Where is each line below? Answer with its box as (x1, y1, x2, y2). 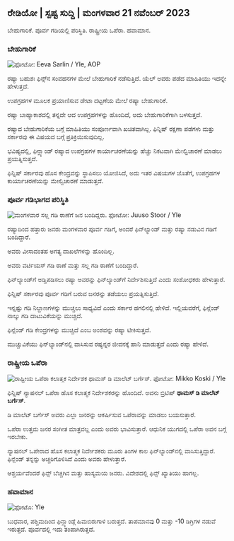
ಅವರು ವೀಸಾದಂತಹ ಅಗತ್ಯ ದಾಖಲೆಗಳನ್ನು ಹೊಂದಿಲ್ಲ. (7, 247, 115, 255)
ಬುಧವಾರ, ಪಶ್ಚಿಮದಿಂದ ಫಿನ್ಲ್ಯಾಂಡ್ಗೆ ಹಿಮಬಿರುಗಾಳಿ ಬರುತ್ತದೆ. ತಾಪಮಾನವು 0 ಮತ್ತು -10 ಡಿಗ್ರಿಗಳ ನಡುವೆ (7, 517, 216, 525)
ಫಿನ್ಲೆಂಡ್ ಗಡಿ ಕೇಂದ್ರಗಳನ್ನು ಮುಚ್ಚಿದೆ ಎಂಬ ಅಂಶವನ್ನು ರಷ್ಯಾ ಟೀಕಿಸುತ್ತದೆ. (7, 326, 151, 335)
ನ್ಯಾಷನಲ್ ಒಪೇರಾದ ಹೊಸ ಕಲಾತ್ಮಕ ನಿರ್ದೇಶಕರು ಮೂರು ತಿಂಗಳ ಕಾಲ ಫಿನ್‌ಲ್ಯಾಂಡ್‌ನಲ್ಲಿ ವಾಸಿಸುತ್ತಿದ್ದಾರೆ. (7, 446, 216, 455)
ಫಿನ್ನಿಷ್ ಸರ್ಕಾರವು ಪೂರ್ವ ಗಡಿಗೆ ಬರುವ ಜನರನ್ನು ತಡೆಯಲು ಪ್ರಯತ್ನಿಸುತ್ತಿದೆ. (7, 289, 159, 298)
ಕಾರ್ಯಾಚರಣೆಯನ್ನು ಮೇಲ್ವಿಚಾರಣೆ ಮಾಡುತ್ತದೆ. (7, 177, 104, 185)
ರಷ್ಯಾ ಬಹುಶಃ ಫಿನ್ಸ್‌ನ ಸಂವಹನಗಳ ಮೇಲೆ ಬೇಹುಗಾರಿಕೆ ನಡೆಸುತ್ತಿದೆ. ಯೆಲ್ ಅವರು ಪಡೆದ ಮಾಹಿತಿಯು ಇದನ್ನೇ (7, 74, 226, 83)
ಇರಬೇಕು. (7, 432, 28, 441)
